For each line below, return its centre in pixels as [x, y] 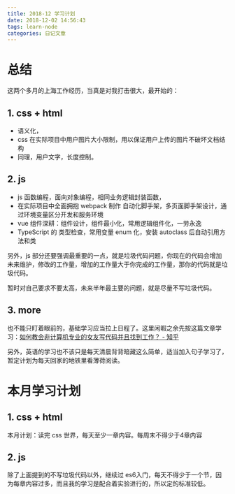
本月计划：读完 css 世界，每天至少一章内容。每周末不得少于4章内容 [105, 435]
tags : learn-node [33, 27]
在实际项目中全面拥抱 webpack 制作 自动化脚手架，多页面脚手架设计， [119, 205]
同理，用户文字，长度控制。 [57, 157]
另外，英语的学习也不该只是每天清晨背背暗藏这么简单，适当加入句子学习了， [117, 351]
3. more [24, 311]
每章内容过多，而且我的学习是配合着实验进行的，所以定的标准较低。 [111, 484]
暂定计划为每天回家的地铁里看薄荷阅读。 [65, 360]
